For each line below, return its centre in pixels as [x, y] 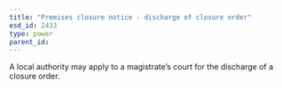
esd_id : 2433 [33, 26]
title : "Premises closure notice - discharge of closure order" [130, 17]
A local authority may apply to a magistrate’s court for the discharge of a [141, 67]
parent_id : [29, 42]
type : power [31, 33]
